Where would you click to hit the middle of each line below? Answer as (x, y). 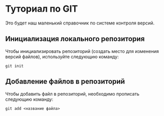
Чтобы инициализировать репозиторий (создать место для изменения (82, 51)
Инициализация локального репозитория (75, 39)
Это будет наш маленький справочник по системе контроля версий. (80, 23)
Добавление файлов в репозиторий (65, 82)
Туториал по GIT (42, 9)
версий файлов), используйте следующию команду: (62, 56)
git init (14, 66)
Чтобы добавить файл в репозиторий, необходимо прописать (72, 94)
